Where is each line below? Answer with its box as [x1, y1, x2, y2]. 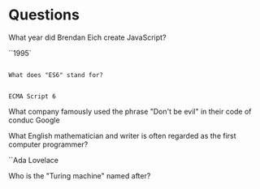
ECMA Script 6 [8, 92, 57, 101]
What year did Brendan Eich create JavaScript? [8, 32, 167, 42]
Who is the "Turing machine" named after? [8, 170, 151, 180]
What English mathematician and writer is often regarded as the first [8, 131, 237, 140]
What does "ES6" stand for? [8, 71, 104, 79]
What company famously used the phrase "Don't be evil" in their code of [8, 106, 252, 116]
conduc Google [8, 115, 60, 125]
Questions [8, 6, 80, 24]
